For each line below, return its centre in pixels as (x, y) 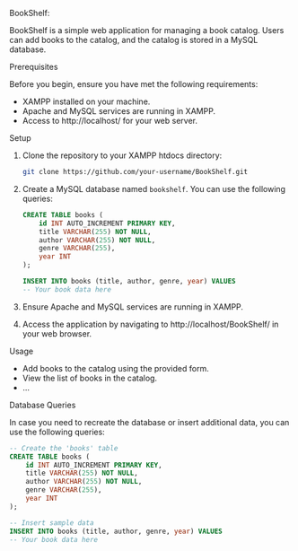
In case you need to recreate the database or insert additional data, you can (149, 422)
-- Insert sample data (52, 523)
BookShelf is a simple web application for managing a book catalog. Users (147, 30)
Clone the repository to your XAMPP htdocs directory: (122, 155)
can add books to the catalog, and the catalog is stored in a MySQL (134, 40)
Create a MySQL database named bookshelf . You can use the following (153, 188)
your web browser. (57, 333)
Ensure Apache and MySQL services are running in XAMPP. (133, 306)
